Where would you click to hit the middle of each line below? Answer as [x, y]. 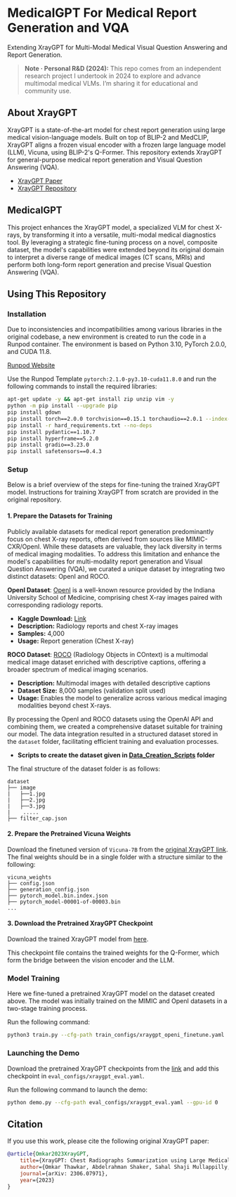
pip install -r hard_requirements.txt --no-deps [80, 425]
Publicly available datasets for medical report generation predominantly [111, 531]
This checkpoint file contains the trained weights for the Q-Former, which [113, 953]
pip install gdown [34, 412]
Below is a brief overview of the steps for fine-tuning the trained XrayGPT [114, 485]
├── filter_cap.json [38, 818]
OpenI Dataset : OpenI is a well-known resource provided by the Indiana [111, 590]
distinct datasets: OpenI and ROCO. [59, 576]
